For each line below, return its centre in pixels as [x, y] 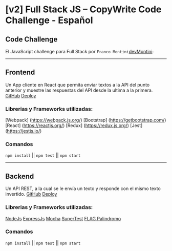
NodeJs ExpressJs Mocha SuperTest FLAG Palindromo [63, 218]
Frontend [20, 72]
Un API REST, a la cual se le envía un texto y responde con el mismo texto [83, 189]
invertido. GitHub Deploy [31, 194]
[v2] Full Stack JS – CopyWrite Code [83, 9]
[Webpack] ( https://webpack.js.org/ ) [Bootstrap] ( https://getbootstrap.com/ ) [86, 120]
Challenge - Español [49, 20]
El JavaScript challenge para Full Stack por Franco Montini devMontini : [80, 51]
